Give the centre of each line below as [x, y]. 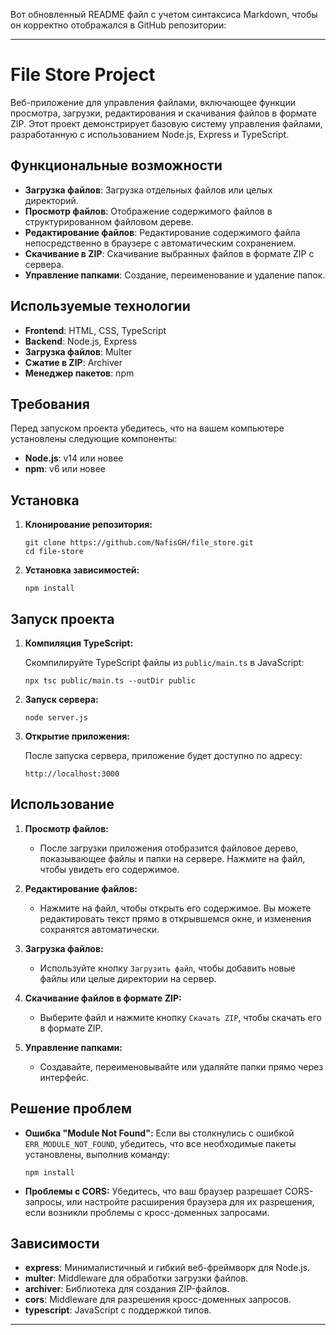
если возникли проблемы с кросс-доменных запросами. [147, 1212]
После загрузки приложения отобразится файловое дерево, [169, 848]
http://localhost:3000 [72, 774]
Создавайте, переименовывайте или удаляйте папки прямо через [181, 1066]
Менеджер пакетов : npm [79, 373]
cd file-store [54, 552]
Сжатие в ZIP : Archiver [73, 362]
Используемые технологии [100, 306]
